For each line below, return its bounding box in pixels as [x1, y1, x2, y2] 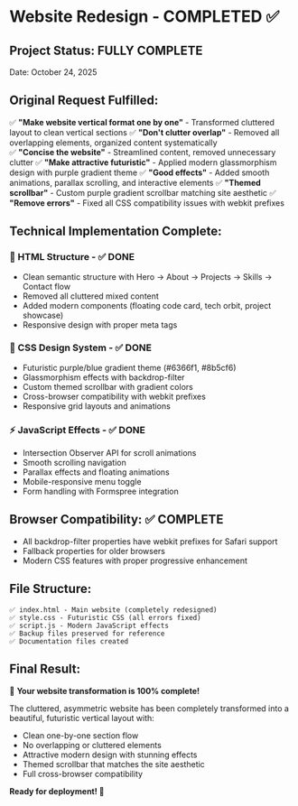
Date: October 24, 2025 [9, 67, 98, 78]
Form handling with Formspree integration [22, 486, 179, 497]
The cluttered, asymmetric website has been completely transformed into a [9, 702, 289, 714]
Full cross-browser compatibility [22, 768, 143, 779]
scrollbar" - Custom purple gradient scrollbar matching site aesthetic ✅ [9, 187, 277, 198]
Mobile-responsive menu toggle [22, 477, 142, 487]
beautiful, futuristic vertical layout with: [9, 712, 155, 723]
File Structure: [9, 581, 92, 597]
